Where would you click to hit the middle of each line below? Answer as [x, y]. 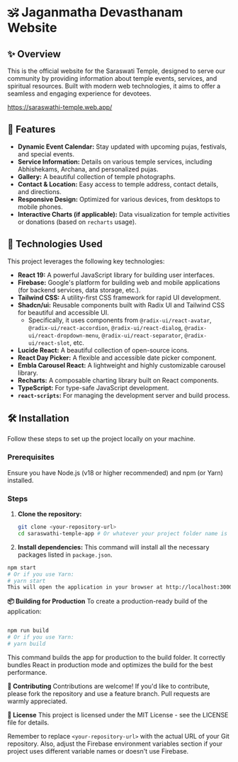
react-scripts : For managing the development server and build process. [124, 395]
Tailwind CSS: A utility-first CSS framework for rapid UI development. [119, 297]
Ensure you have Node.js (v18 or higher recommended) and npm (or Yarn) [115, 472]
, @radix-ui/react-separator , [141, 335]
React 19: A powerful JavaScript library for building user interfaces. [116, 275]
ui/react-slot [49, 343]
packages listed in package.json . [65, 555]
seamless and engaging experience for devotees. [79, 93]
